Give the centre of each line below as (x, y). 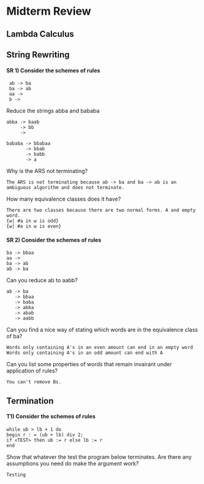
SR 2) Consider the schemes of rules (54, 240)
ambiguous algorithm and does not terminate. (65, 188)
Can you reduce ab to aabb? (42, 280)
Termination (30, 401)
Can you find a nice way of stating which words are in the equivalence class (102, 330)
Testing (16, 474)
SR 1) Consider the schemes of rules (53, 70)
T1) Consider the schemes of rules (51, 417)
